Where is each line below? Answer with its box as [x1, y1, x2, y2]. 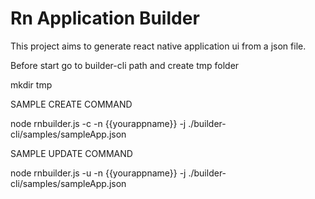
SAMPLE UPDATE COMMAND [10, 147, 133, 159]
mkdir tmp [10, 78, 53, 91]
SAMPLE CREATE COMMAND [10, 98, 133, 110]
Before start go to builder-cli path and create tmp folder [10, 59, 240, 71]
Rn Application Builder [10, 7, 200, 30]
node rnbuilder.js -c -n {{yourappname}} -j [10, 117, 187, 129]
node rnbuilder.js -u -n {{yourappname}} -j [10, 167, 187, 179]
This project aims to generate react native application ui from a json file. [10, 40, 307, 52]
